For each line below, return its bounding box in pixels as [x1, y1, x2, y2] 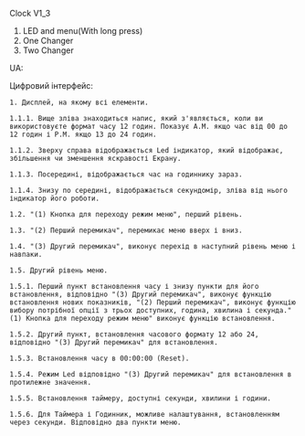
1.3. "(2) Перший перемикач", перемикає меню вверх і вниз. [9, 226, 244, 235]
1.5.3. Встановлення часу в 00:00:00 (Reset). [9, 354, 190, 363]
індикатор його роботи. [9, 194, 100, 203]
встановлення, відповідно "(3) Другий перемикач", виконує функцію [9, 290, 272, 299]
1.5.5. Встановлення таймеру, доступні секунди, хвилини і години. [9, 394, 272, 403]
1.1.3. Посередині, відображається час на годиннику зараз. [9, 170, 244, 179]
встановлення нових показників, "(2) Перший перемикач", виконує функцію [9, 298, 297, 307]
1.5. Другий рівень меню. [9, 266, 108, 275]
